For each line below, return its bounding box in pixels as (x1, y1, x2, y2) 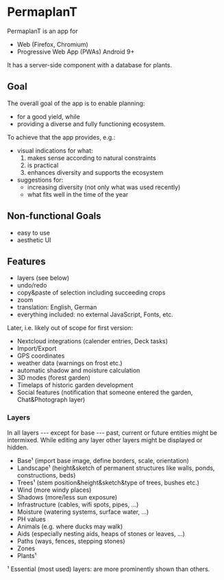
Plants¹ (16, 551, 37, 559)
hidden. (7, 443, 29, 451)
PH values (16, 515, 46, 523)
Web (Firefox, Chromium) (16, 40, 89, 48)
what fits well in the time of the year (27, 190, 129, 198)
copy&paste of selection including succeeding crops (16, 288, 166, 297)
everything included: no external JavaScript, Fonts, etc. (16, 310, 173, 319)
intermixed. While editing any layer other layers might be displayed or (7, 436, 203, 444)
